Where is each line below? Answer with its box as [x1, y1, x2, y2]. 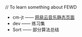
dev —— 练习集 [12, 21, 45, 26]
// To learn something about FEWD [5, 4, 77, 10]
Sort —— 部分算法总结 [12, 27, 59, 33]
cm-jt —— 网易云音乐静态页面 [12, 14, 75, 20]
